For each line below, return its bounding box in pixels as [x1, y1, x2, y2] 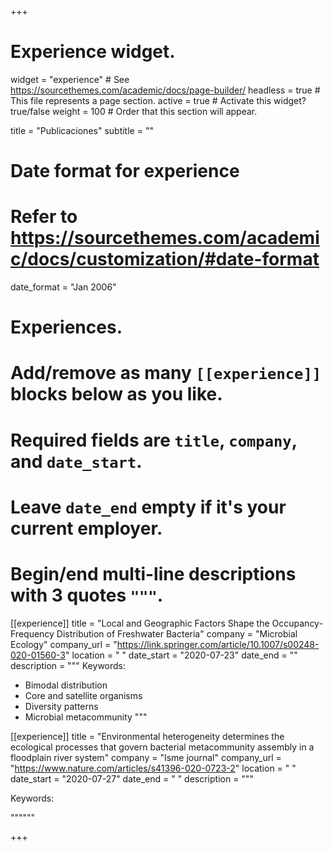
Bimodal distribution [24, 679, 108, 691]
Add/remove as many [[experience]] [10, 362, 322, 385]
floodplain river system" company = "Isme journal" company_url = [10, 751, 282, 763]
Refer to [10, 206, 78, 228]
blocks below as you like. [10, 383, 223, 406]
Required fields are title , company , [10, 429, 298, 451]
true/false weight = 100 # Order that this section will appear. [10, 105, 258, 117]
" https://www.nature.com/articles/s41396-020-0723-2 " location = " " [10, 762, 297, 774]
